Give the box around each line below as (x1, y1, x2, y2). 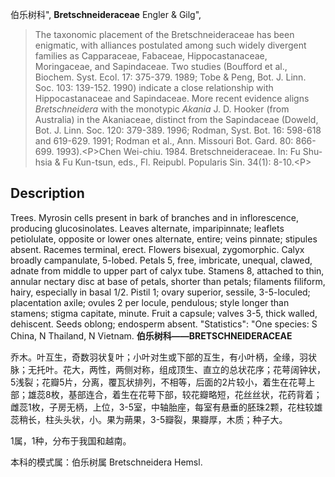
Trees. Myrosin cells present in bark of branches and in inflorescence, (10, 211, 299, 223)
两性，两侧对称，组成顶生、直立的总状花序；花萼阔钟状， (88, 363, 326, 375)
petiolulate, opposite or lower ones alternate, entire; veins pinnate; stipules (10, 233, 318, 245)
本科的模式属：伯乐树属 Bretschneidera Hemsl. (10, 456, 203, 468)
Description (10, 185, 85, 202)
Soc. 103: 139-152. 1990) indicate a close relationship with (34, 82, 274, 93)
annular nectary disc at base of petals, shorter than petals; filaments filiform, (10, 275, 326, 287)
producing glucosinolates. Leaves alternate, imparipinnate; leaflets (10, 222, 285, 234)
